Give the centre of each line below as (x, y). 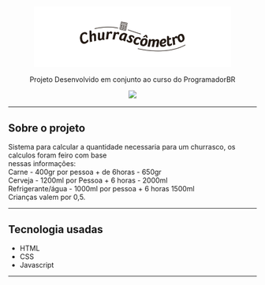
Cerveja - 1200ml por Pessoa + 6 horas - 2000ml (88, 180)
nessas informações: (42, 164)
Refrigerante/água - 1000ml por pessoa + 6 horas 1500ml (101, 189)
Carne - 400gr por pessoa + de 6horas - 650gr (85, 172)
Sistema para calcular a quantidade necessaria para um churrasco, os (122, 147)
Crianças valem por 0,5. (47, 197)
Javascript (37, 265)
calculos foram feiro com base (58, 155)
